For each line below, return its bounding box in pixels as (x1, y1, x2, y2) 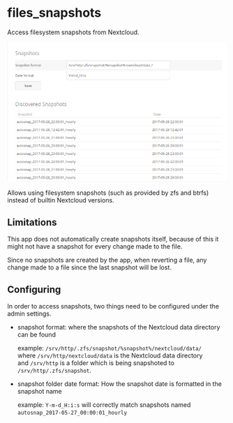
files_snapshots (7, 5, 102, 21)
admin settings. (7, 309, 52, 318)
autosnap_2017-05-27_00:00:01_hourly (17, 410, 128, 417)
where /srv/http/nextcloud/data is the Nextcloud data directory (17, 351, 203, 360)
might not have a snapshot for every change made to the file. (7, 242, 183, 251)
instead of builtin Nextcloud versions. (7, 196, 114, 205)
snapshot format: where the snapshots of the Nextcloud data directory (17, 323, 220, 332)
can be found (17, 330, 56, 339)
